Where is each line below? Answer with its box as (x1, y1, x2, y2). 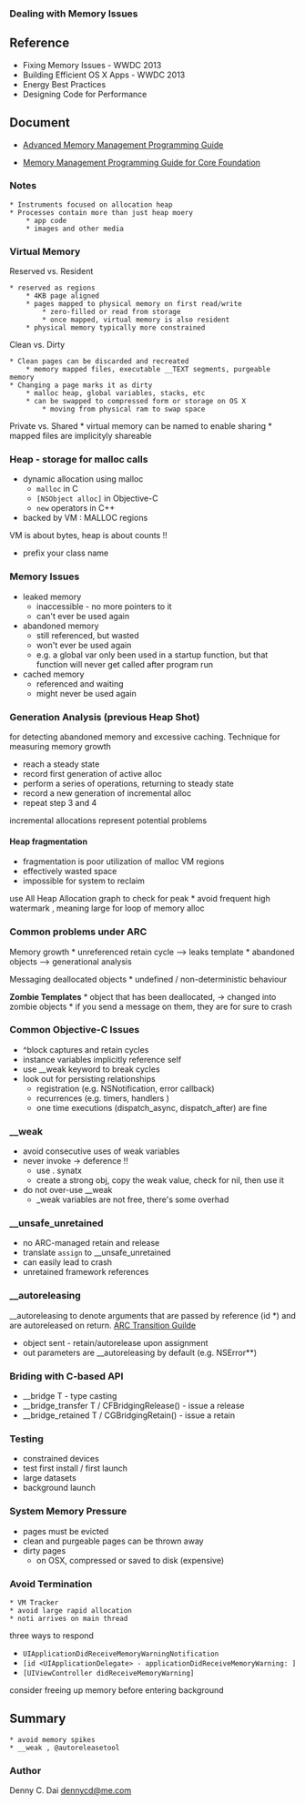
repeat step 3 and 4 (22, 798, 97, 809)
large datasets (22, 1473, 77, 1484)
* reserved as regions (9, 283, 96, 293)
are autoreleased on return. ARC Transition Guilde (9, 1320, 197, 1331)
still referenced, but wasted (36, 629, 139, 640)
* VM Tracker (9, 1597, 59, 1607)
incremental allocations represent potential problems (9, 815, 208, 826)
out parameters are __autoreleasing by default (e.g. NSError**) (22, 1347, 258, 1358)
